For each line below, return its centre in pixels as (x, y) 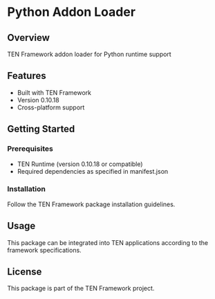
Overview (29, 38)
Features (27, 76)
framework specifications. (44, 250)
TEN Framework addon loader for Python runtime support (89, 54)
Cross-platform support (51, 107)
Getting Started (41, 129)
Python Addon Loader (72, 12)
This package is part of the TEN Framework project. (81, 289)
